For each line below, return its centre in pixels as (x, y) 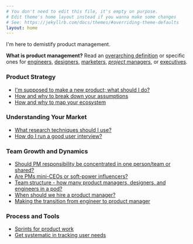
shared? (24, 170)
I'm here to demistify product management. (58, 44)
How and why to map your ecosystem (60, 102)
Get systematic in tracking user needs (60, 235)
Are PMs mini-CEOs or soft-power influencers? (71, 176)
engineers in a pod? (38, 189)
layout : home (22, 28)
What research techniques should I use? (63, 130)
